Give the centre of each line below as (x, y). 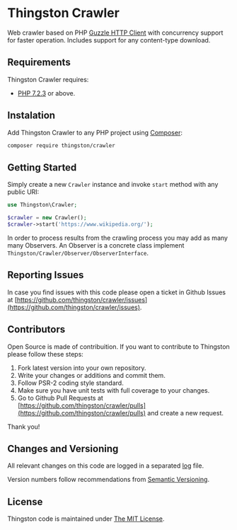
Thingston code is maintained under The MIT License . (86, 519)
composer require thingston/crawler (61, 145)
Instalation (31, 116)
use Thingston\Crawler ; (42, 205)
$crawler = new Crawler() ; (47, 218)
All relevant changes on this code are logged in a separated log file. (105, 466)
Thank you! (24, 427)
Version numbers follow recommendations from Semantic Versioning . (109, 480)
